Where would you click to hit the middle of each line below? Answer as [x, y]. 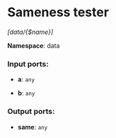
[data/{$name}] [30, 32]
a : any [26, 79]
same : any [33, 127]
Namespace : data [34, 45]
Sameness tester [58, 12]
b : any [26, 93]
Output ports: [31, 112]
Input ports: [28, 64]
